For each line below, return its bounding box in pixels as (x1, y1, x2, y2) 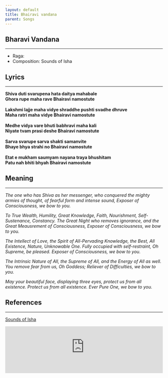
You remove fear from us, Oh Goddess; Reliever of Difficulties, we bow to (5, 263, 156, 270)
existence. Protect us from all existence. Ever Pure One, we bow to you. (5, 284, 152, 290)
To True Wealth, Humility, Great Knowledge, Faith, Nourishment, (5, 212, 137, 218)
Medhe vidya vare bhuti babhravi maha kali (5, 123, 96, 128)
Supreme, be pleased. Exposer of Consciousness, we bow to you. (5, 248, 141, 255)
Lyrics (5, 73, 25, 81)
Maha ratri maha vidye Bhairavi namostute (5, 112, 95, 118)
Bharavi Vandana (5, 35, 59, 43)
